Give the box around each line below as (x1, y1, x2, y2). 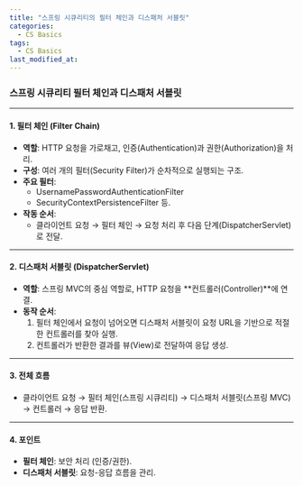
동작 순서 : (22, 306, 57, 316)
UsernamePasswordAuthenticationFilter (35, 186, 185, 197)
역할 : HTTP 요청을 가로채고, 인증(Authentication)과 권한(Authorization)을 (22, 142, 284, 153)
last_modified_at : (9, 55, 78, 64)
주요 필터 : (22, 176, 57, 187)
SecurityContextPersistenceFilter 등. (35, 197, 171, 207)
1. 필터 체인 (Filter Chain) (9, 120, 101, 131)
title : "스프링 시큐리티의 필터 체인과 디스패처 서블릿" (9, 13, 190, 23)
